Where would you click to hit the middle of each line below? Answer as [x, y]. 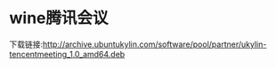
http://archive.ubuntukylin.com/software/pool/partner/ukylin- [155, 44]
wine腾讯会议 [59, 18]
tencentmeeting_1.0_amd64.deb [67, 54]
